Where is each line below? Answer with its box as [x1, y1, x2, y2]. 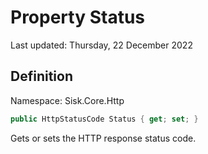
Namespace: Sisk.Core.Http [10, 94, 125, 106]
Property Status [10, 6, 146, 29]
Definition [10, 68, 73, 85]
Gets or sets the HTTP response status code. [10, 132, 197, 144]
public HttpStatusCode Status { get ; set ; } [10, 114, 199, 124]
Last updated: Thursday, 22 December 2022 [10, 39, 193, 51]
